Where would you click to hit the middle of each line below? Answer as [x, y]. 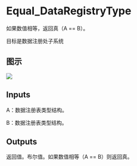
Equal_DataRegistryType [69, 11]
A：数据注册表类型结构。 [37, 110]
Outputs [22, 142]
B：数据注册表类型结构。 [37, 122]
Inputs [18, 95]
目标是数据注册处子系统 [35, 41]
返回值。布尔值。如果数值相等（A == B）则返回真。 [69, 157]
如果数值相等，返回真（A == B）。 [47, 28]
